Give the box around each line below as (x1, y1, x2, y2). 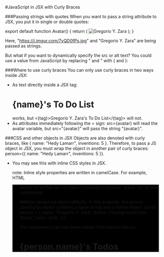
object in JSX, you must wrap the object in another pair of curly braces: (5, 145, 149, 151)
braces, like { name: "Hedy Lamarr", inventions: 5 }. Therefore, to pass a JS (5, 140, 156, 146)
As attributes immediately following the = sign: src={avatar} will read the (12, 120, 158, 126)
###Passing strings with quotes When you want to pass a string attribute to (5, 14, 157, 19)
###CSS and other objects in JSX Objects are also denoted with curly (5, 135, 145, 141)
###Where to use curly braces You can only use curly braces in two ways (5, 67, 154, 73)
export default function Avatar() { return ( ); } (5, 28, 134, 34)
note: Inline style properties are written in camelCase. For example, (12, 169, 147, 175)
